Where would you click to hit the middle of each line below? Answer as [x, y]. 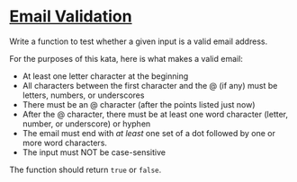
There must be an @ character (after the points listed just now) [139, 104]
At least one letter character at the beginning [105, 76]
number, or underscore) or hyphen [86, 124]
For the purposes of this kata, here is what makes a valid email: [126, 58]
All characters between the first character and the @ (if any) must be [150, 85]
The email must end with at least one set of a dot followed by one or [149, 133]
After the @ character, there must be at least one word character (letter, [155, 114]
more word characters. [65, 143]
